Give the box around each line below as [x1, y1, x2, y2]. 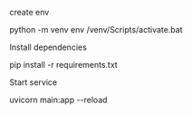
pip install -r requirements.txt [9, 60, 118, 70]
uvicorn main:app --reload [9, 94, 108, 105]
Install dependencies [9, 42, 88, 52]
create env [9, 7, 50, 17]
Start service [9, 77, 57, 88]
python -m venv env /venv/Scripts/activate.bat [9, 24, 183, 34]
